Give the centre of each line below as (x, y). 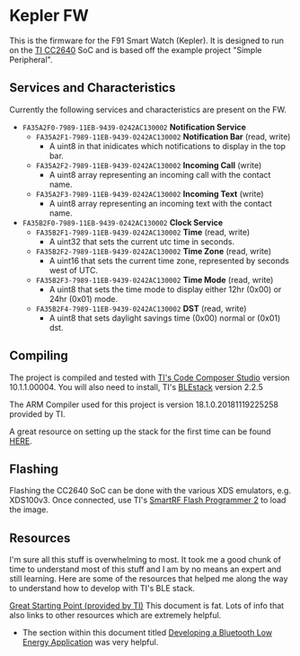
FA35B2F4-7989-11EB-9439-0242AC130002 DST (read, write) (141, 308)
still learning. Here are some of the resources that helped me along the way (149, 579)
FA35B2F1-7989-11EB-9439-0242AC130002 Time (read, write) (143, 232)
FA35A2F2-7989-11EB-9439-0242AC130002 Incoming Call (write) (149, 165)
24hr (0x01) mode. (84, 298)
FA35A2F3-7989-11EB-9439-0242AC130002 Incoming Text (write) (150, 193)
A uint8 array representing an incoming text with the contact (160, 203)
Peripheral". (31, 59)
